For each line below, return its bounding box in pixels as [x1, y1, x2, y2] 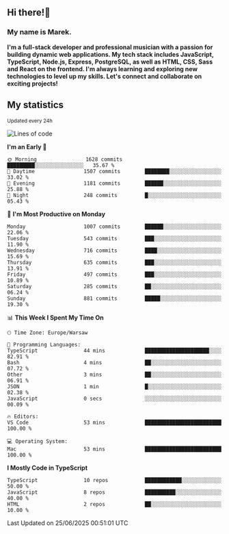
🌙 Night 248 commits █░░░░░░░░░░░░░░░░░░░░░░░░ [7, 192, 222, 199]
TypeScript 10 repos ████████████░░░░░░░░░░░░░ [7, 476, 222, 483]
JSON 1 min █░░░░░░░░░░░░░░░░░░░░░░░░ [7, 383, 222, 390]
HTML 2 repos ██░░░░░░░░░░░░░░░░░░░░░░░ [7, 500, 222, 507]
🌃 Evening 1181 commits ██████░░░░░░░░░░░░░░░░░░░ [7, 179, 222, 187]
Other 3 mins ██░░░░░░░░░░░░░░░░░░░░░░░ [7, 371, 222, 378]
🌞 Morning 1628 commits [7, 155, 123, 163]
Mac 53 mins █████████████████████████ [7, 446, 222, 453]
